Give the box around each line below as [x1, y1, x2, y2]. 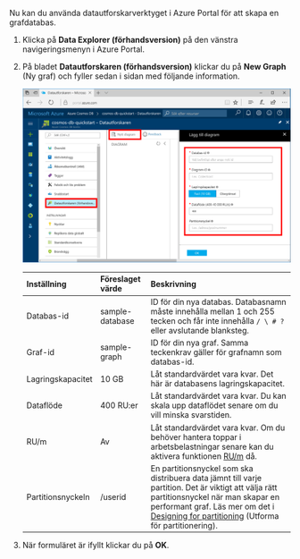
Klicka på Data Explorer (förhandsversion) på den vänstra [21, 35, 238, 45]
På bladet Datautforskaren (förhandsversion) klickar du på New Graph [21, 62, 287, 72]
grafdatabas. [9, 17, 56, 28]
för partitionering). [150, 520, 219, 530]
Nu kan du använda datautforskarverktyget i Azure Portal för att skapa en [9, 8, 279, 18]
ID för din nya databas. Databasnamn [150, 296, 287, 307]
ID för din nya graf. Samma [150, 337, 249, 348]
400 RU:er [99, 400, 138, 411]
